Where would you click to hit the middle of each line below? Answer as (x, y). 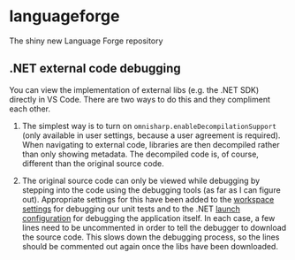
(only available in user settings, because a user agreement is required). (151, 135)
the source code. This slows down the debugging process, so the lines (151, 237)
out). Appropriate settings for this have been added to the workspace (148, 199)
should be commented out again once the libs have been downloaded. (150, 246)
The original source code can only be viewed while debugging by (141, 180)
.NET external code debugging (95, 69)
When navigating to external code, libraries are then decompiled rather (151, 144)
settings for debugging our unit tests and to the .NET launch (131, 209)
